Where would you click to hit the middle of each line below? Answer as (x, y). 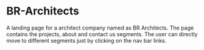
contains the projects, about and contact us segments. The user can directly (102, 34)
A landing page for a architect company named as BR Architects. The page (100, 28)
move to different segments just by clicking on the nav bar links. (86, 40)
